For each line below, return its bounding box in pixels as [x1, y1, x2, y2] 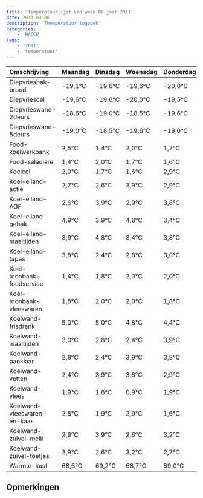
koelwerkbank [9, 147, 50, 156]
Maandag [61, 67, 89, 76]
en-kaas [9, 417, 34, 425]
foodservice [9, 280, 43, 288]
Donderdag [163, 67, 196, 76]
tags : [6, 37, 20, 43]
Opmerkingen [6, 482, 59, 493]
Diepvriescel [9, 95, 45, 104]
